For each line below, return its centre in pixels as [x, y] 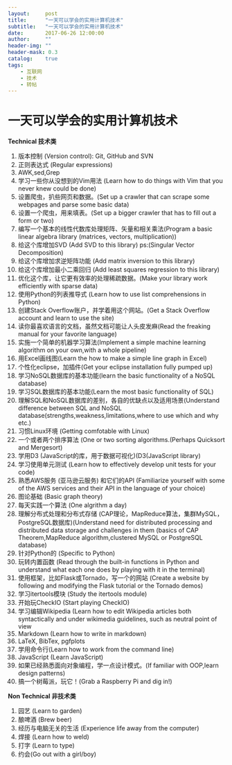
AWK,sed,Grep [39, 173]
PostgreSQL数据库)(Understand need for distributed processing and [115, 522]
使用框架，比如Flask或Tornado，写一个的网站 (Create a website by [113, 578]
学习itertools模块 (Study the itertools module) [82, 594]
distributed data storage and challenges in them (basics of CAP [108, 530]
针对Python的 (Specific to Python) [66, 553]
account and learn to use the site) [66, 318]
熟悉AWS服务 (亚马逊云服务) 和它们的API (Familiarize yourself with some [121, 481]
